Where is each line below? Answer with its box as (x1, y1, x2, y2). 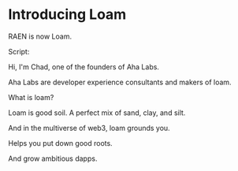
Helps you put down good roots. (8, 138, 113, 147)
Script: (8, 46, 30, 56)
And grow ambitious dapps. (8, 154, 98, 163)
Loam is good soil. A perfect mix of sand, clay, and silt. (8, 108, 186, 117)
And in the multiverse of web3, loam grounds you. (8, 123, 171, 132)
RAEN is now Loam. (8, 32, 73, 41)
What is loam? (8, 92, 54, 102)
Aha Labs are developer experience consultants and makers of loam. (8, 77, 232, 87)
